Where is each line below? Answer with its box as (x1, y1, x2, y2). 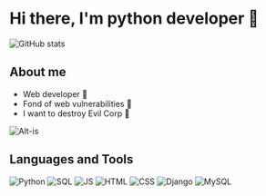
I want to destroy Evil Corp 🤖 (22, 108, 130, 119)
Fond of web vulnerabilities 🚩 (22, 98, 132, 109)
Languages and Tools (9, 152, 134, 167)
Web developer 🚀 (22, 88, 88, 99)
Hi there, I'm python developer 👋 (9, 8, 260, 29)
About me (9, 64, 66, 80)
